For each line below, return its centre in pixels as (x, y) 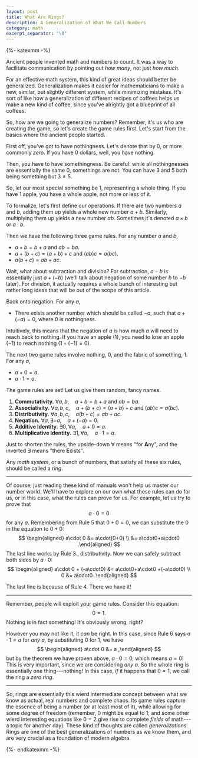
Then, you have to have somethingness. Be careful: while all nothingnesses (98, 164)
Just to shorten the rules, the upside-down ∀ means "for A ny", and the (92, 445)
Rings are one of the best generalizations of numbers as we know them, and (99, 732)
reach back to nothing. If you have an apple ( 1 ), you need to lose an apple (95, 337)
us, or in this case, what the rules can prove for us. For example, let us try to (98, 498)
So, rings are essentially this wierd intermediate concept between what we (97, 694)
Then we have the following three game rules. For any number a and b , (92, 236)
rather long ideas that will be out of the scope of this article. (79, 290)
